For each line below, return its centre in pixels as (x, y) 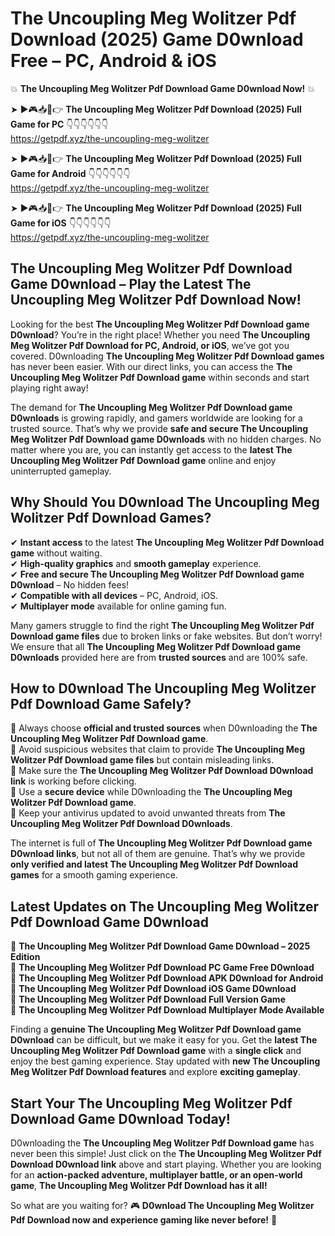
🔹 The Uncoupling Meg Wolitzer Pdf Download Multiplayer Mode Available (167, 1010)
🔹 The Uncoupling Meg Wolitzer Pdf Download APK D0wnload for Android (167, 978)
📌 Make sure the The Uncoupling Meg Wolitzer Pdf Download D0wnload (162, 771)
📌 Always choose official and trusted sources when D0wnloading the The (164, 728)
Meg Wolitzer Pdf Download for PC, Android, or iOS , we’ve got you (150, 345)
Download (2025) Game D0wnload (157, 39)
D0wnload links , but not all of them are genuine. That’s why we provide (158, 854)
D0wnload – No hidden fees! (70, 584)
